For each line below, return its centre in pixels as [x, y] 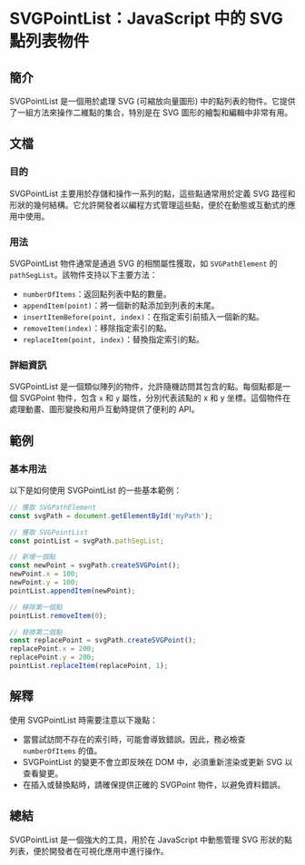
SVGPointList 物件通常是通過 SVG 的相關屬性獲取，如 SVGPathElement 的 [143, 263]
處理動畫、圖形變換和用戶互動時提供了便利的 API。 [104, 409]
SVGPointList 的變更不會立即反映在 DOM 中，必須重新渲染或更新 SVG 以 [157, 762]
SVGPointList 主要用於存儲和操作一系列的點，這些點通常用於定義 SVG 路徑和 [152, 193]
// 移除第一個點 [36, 607]
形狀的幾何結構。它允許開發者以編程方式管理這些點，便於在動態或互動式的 [148, 204]
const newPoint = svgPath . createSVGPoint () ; [95, 565]
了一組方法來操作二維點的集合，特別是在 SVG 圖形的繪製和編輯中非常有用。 [151, 113]
